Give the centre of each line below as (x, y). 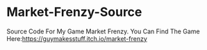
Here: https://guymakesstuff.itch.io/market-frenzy (77, 38)
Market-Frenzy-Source (74, 12)
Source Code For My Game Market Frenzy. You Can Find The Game (103, 31)
